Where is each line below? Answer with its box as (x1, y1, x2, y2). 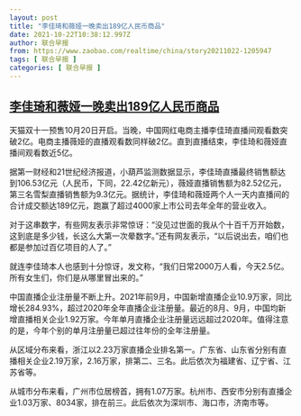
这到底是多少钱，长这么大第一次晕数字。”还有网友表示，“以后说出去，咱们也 (9, 231, 289, 241)
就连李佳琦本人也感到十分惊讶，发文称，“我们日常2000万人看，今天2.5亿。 (9, 260, 289, 271)
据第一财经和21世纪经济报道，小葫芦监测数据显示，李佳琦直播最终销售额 (9, 166, 278, 176)
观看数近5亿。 (24, 147, 78, 158)
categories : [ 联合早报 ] (9, 64, 102, 73)
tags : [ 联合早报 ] (9, 55, 78, 64)
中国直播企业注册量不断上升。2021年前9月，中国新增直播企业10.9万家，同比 (9, 291, 293, 302)
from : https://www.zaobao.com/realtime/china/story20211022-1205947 (9, 47, 272, 56)
